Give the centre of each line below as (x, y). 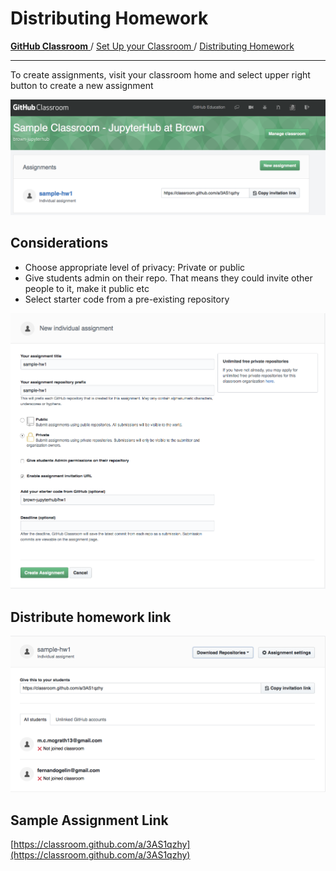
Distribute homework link (91, 617)
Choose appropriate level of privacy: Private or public (135, 267)
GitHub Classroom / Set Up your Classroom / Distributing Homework (152, 46)
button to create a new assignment (82, 85)
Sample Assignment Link (89, 820)
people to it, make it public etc (87, 288)
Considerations (59, 243)
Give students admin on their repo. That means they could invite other (168, 278)
